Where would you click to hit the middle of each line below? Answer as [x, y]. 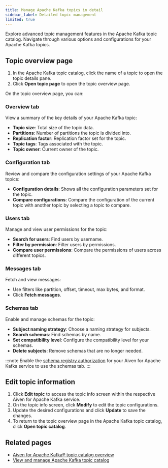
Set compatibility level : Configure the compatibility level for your [81, 340]
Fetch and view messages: [33, 280]
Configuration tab [28, 162]
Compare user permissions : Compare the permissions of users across [87, 250]
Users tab [18, 218]
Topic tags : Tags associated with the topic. [58, 144]
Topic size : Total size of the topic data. [53, 128]
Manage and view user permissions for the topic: [56, 229]
